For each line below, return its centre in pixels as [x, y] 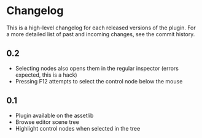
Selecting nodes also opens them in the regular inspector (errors [97, 68]
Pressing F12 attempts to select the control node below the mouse [99, 81]
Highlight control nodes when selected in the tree [78, 128]
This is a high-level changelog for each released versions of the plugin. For [101, 28]
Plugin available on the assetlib [54, 115]
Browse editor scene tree [47, 122]
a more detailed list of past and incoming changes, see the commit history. [101, 34]
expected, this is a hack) [46, 75]
